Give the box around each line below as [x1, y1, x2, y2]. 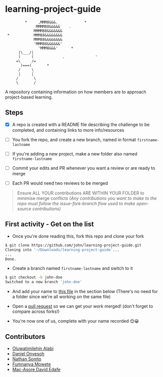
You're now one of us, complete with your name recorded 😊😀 [12, 318, 139, 324]
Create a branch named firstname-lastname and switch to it [12, 265, 133, 271]
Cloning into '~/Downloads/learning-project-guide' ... [5, 247, 120, 252]
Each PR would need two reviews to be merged [12, 180, 108, 186]
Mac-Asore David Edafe [12, 366, 61, 372]
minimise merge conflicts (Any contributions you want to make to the [17, 195, 157, 201]
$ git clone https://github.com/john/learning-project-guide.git [5, 243, 141, 248]
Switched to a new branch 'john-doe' [5, 280, 82, 285]
